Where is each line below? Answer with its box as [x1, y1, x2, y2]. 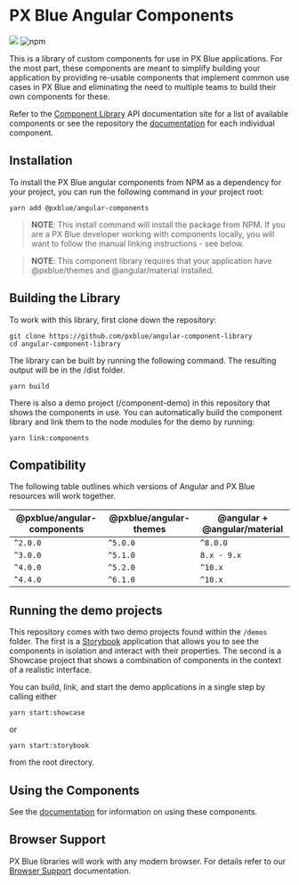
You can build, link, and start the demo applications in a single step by [9, 682, 265, 692]
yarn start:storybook [9, 742, 90, 750]
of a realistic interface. [9, 665, 92, 676]
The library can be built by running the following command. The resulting [9, 355, 277, 365]
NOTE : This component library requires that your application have [30, 255, 273, 266]
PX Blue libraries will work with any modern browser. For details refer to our [9, 856, 287, 866]
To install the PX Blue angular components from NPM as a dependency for [9, 176, 282, 187]
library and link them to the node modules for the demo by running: [9, 416, 255, 427]
